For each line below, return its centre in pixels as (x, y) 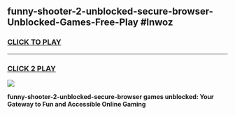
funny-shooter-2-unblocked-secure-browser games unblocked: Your (111, 96)
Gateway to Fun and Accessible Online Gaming (77, 104)
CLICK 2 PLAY (31, 68)
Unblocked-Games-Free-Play (73, 23)
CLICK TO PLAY (34, 43)
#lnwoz (157, 23)
